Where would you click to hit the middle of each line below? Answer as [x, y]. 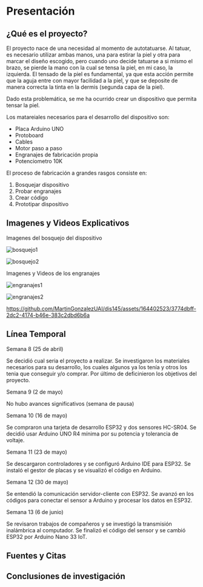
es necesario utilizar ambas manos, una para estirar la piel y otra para [93, 55]
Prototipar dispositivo [42, 204]
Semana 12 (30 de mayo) [37, 482]
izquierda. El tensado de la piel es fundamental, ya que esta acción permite [100, 74]
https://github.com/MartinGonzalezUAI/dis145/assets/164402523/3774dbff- [101, 308]
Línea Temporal [36, 334]
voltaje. [15, 440]
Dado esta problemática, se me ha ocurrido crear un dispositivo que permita [101, 99]
